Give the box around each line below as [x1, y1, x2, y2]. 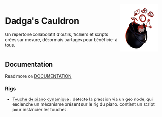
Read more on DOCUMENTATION [5, 73, 72, 79]
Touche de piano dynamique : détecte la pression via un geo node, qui [12, 96, 153, 102]
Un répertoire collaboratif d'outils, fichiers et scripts [5, 32, 108, 37]
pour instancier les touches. [12, 107, 68, 113]
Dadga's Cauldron [5, 16, 80, 27]
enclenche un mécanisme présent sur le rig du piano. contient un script [12, 101, 155, 107]
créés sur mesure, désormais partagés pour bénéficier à [5, 36, 118, 42]
